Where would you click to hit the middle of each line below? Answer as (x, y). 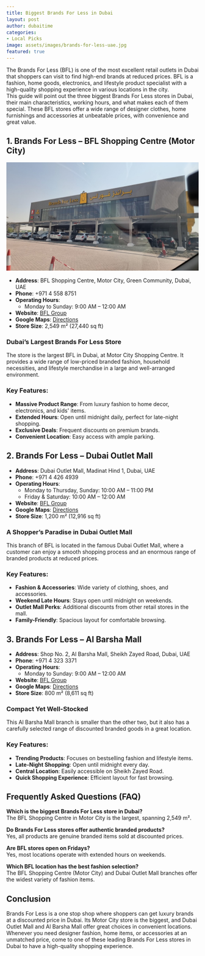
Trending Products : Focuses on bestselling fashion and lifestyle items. (104, 758)
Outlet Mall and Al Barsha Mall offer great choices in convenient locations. (99, 927)
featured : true (26, 52)
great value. (21, 122)
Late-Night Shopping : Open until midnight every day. (82, 764)
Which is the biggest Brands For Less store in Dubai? (74, 811)
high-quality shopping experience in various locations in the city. (88, 89)
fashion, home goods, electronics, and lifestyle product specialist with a (97, 83)
